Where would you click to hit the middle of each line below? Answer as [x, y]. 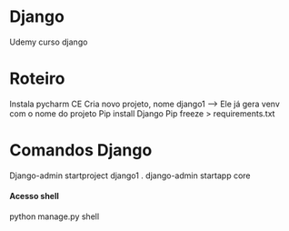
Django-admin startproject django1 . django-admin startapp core [130, 176]
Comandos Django [81, 151]
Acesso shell [34, 196]
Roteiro [37, 79]
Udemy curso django [49, 42]
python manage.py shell [55, 216]
